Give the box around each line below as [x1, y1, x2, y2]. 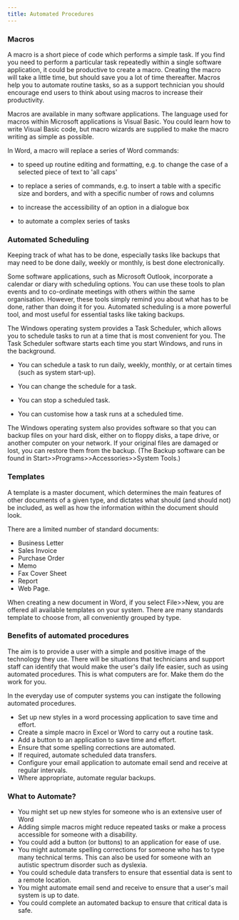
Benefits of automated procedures [7, 631, 130, 641]
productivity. [7, 96, 45, 104]
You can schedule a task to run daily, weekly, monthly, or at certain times [17, 361, 233, 369]
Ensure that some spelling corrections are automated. [17, 743, 176, 751]
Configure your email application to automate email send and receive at [17, 758, 228, 766]
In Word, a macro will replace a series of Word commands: [7, 146, 180, 154]
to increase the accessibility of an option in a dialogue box [17, 203, 189, 211]
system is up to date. [17, 891, 80, 900]
